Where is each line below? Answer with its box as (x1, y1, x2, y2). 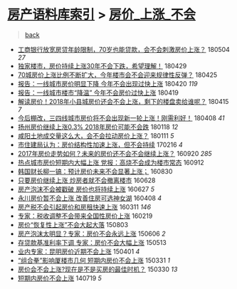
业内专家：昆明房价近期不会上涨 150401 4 (17, 247, 140, 256)
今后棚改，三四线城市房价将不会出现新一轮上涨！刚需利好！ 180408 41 (17, 113, 225, 122)
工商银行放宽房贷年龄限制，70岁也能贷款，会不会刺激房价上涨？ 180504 (17, 45, 230, 53)
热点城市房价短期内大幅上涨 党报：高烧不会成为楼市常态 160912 (17, 158, 204, 167)
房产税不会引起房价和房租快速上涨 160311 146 (17, 202, 152, 211)
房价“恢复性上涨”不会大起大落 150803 (17, 220, 129, 228)
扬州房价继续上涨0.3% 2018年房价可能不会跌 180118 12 (17, 122, 179, 131)
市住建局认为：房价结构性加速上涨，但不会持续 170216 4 (17, 140, 183, 149)
